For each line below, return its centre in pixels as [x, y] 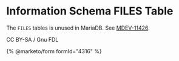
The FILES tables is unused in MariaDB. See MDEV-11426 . [78, 28]
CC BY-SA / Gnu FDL [32, 39]
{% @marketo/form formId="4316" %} [54, 51]
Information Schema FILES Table [90, 11]
